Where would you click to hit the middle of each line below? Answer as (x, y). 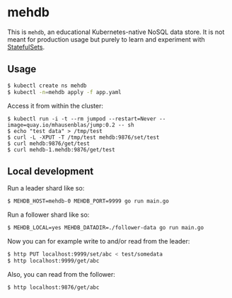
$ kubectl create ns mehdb (47, 86)
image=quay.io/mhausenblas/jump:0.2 (61, 125)
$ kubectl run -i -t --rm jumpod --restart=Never (82, 119)
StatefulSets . (26, 47)
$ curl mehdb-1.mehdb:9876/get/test (61, 149)
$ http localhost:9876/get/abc (53, 287)
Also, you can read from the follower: (61, 274)
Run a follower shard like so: (48, 215)
